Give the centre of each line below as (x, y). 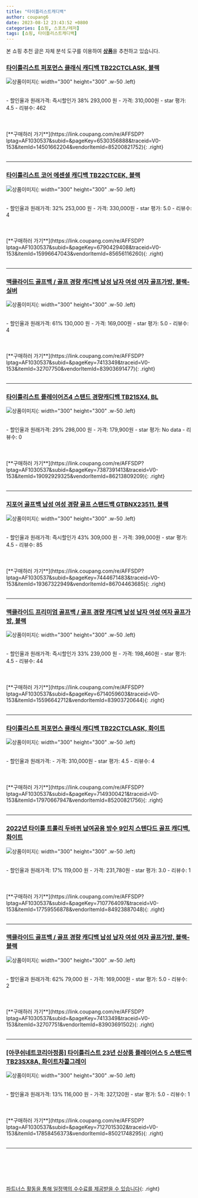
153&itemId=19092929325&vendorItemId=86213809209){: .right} (85, 476)
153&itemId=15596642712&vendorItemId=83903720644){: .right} (85, 700)
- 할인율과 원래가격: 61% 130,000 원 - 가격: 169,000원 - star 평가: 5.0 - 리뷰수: (98, 324)
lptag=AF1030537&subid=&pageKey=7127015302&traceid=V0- (82, 1127)
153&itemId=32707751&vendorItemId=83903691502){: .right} (80, 1024)
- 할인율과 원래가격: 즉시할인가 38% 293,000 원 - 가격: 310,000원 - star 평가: (96, 100)
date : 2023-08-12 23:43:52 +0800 (47, 22)
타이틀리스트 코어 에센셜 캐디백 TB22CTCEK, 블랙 (73, 175)
